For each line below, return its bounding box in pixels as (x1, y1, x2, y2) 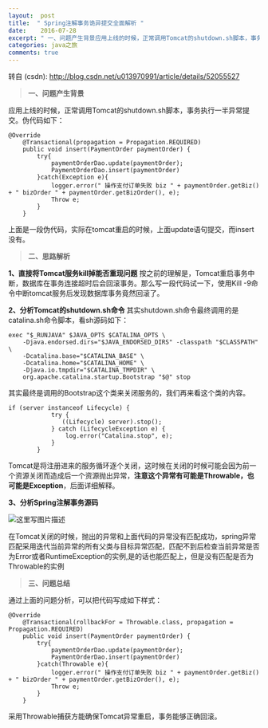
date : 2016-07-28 (8, 26, 77, 34)
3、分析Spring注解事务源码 (8, 498, 99, 507)
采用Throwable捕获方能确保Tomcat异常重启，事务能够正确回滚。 (8, 711, 222, 721)
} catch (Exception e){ (37, 173, 109, 181)
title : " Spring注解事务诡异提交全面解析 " (8, 19, 144, 27)
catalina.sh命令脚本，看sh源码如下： (8, 316, 129, 325)
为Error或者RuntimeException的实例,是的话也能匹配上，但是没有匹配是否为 (8, 552, 254, 561)
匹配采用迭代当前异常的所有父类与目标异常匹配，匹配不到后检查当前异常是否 (8, 541, 260, 551)
